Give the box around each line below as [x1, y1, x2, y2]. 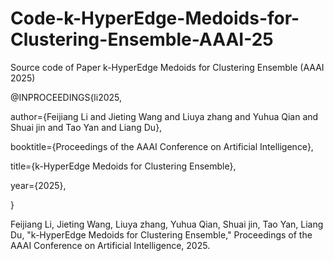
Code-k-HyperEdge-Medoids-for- [10, 7, 300, 30]
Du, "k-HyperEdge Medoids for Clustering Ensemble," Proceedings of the [10, 228, 313, 241]
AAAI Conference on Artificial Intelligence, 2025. [10, 239, 211, 251]
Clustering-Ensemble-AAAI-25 [10, 28, 274, 51]
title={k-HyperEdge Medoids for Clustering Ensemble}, [10, 160, 237, 172]
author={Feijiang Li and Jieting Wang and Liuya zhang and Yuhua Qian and [10, 110, 319, 122]
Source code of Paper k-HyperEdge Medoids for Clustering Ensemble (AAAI [10, 61, 325, 73]
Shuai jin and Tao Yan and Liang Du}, [10, 121, 163, 133]
